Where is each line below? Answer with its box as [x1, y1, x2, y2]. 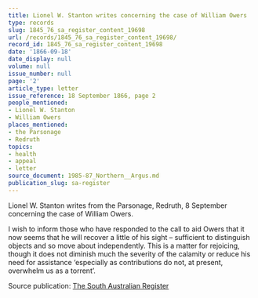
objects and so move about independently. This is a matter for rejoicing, [8, 241, 241, 250]
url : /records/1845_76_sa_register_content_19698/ [8, 33, 177, 42]
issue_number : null [8, 70, 72, 78]
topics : [8, 143, 34, 151]
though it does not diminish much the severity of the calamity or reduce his [8, 249, 251, 259]
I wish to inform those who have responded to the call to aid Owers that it [8, 224, 245, 234]
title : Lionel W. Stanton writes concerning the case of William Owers [8, 11, 247, 20]
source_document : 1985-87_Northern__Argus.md [8, 172, 159, 180]
